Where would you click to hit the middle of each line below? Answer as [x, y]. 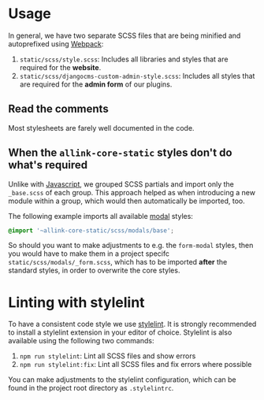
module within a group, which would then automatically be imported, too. [127, 201]
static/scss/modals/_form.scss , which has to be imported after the [118, 262]
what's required [48, 165]
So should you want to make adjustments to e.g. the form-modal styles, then [131, 246]
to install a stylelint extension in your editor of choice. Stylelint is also [120, 332]
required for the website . [60, 67]
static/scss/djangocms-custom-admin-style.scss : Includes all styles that [137, 76]
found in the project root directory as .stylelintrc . [91, 388]
